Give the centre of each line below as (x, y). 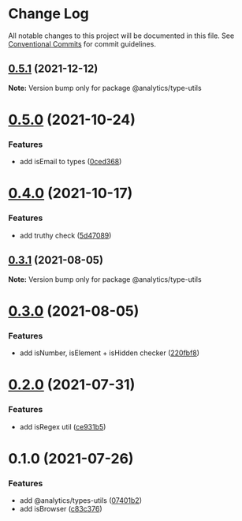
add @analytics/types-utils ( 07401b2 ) (81, 500)
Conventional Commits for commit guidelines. (82, 43)
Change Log (48, 14)
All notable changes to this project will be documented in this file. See (121, 36)
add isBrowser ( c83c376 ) (61, 508)
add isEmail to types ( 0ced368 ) (71, 162)
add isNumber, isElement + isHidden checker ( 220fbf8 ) (109, 353)
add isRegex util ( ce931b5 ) (63, 426)
